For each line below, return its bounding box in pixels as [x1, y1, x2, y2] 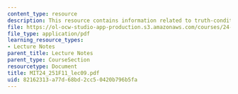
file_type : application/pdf [7, 30, 91, 37]
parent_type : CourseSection [7, 57, 91, 64]
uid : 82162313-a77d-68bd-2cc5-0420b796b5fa [7, 76, 138, 83]
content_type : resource [7, 10, 78, 18]
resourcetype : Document [7, 63, 78, 70]
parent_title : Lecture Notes [7, 50, 93, 57]
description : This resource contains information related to [7, 17, 192, 24]
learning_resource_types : [7, 37, 84, 44]
